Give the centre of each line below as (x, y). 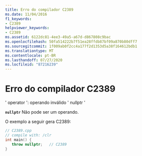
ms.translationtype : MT (29, 51)
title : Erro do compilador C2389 (39, 10)
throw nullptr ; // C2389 (39, 144)
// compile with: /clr (28, 135)
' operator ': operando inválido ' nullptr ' (45, 103)
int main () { (18, 140)
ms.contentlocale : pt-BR (30, 55)
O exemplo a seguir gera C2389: (38, 122)
